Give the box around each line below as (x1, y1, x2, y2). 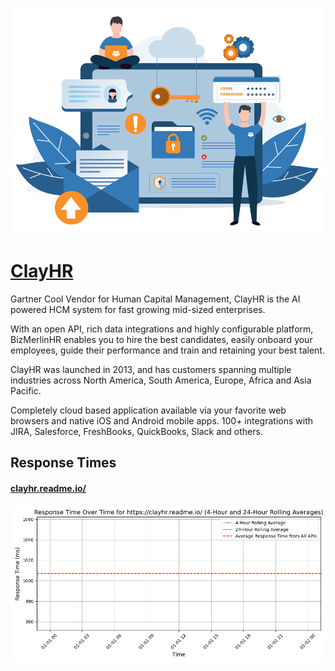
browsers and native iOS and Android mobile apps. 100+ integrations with (10, 414, 313, 427)
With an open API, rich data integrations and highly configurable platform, (10, 323, 314, 335)
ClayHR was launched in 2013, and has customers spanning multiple (10, 363, 292, 375)
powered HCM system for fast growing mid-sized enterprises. (10, 303, 266, 315)
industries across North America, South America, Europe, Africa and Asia (10, 374, 312, 386)
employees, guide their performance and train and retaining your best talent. (10, 344, 325, 356)
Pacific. (10, 384, 42, 397)
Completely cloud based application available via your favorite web (10, 404, 287, 416)
